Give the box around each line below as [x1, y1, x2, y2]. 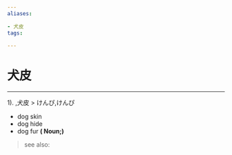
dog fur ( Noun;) [17, 127, 64, 136]
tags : [7, 29, 23, 37]
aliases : [7, 10, 32, 17]
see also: [23, 140, 50, 149]
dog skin [17, 112, 43, 121]
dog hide [17, 120, 43, 128]
